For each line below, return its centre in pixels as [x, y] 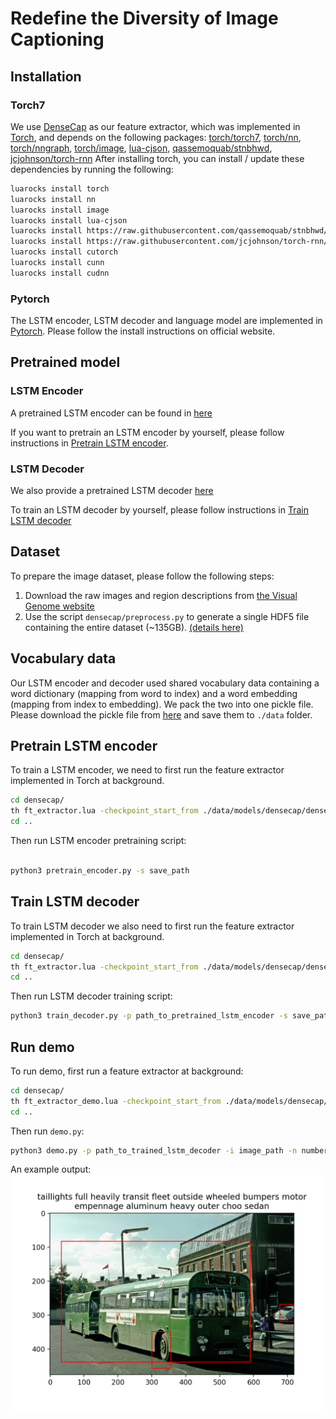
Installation [46, 76]
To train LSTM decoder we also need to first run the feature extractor [152, 926]
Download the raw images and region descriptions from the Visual [161, 595]
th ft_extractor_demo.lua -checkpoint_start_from [116, 1101]
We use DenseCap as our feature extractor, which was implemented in [155, 126]
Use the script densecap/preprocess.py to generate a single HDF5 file [167, 616]
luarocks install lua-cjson [69, 220]
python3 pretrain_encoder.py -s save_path [100, 870]
